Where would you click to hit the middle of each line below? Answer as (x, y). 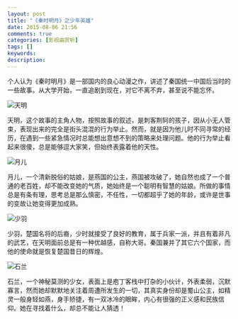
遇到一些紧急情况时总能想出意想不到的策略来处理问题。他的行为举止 (125, 138)
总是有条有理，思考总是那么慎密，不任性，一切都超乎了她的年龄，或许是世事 (119, 194)
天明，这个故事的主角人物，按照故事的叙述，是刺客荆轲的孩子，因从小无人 (116, 120)
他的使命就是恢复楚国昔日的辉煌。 (57, 251)
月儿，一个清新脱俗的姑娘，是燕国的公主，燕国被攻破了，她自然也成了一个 (116, 177)
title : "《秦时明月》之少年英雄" (51, 21)
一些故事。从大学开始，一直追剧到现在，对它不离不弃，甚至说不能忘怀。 (113, 90)
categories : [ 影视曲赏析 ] (43, 40)
